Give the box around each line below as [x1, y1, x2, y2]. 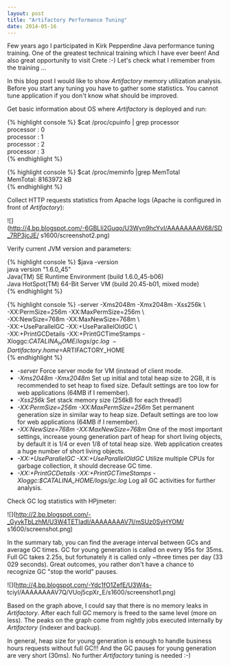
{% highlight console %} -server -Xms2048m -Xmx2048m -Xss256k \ [7, 301, 206, 309]
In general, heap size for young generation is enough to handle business [7, 637, 212, 645]
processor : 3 [7, 147, 45, 155]
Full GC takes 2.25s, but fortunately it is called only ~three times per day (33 [7, 553, 223, 561]
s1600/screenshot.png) [7, 525, 73, 533]
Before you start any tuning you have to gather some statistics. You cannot [7, 84, 218, 93]
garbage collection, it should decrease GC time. [16, 462, 152, 470]
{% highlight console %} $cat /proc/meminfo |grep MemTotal [7, 168, 181, 176]
